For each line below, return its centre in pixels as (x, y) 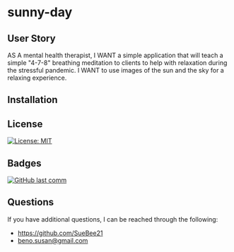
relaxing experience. (37, 78)
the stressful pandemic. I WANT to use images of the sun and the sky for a (116, 70)
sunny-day (40, 12)
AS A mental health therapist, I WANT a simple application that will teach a (116, 55)
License (25, 124)
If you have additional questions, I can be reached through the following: (113, 219)
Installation (33, 100)
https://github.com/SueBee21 (60, 233)
